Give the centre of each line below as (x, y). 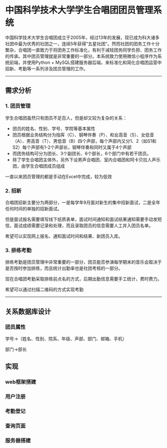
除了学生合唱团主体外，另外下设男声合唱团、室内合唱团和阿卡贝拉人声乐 (86, 160)
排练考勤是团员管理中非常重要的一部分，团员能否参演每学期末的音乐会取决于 (83, 262)
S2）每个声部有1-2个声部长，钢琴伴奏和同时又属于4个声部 (72, 147)
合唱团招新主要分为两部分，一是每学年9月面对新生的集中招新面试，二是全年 (83, 202)
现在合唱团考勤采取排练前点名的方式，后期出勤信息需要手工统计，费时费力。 (83, 279)
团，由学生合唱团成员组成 (39, 166)
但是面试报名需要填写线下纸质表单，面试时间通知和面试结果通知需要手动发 (81, 219)
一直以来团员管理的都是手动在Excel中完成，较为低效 (59, 176)
